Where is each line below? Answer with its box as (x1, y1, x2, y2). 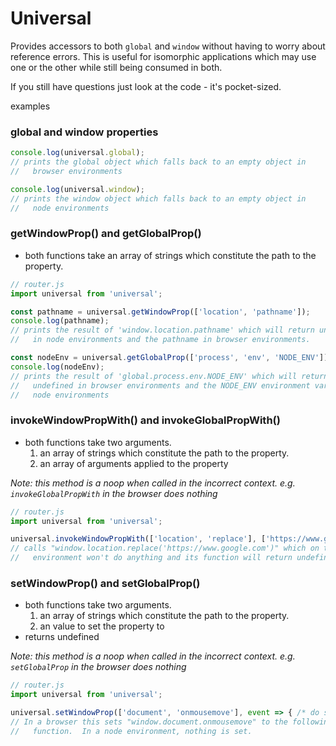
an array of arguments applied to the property (39, 457, 229, 469)
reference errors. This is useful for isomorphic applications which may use (10, 50, 317, 62)
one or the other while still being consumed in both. (10, 61, 223, 73)
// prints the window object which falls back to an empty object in (10, 193, 307, 204)
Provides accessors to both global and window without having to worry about (10, 40, 326, 52)
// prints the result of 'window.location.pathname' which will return (10, 325, 315, 336)
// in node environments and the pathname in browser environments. (10, 335, 311, 345)
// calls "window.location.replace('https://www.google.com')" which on (10, 543, 320, 554)
